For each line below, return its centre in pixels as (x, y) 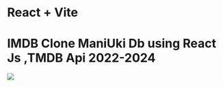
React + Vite (43, 13)
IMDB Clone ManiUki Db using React (112, 44)
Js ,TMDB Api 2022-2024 (81, 58)
